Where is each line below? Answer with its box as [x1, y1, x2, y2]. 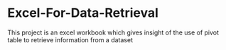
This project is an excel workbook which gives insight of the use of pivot [7, 28, 219, 37]
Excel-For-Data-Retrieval [7, 5, 158, 21]
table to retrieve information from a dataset [7, 35, 134, 44]
